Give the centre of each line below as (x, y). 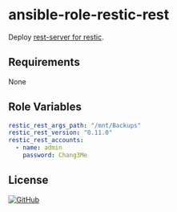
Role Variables (45, 107)
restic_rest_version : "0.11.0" (60, 133)
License (28, 180)
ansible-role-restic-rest (89, 15)
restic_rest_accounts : (46, 141)
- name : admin (39, 148)
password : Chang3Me (55, 155)
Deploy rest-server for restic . (56, 37)
